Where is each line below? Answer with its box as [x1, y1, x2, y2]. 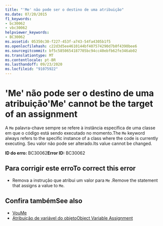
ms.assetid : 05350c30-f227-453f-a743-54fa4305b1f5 [5, 39, 111, 44]
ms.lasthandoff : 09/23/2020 [5, 62, 63, 67]
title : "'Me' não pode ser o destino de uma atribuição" [5, 7, 124, 12]
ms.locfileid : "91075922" [5, 67, 58, 72]
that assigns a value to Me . [12, 182, 65, 188]
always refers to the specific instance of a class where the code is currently [5, 135, 159, 141]
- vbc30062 [5, 26, 27, 30]
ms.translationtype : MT [5, 53, 54, 58]
